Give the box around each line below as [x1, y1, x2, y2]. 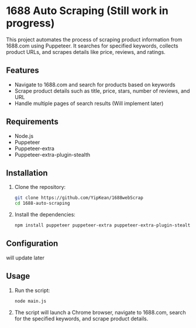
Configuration [6, 239, 59, 249]
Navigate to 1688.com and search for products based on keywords [14, 81, 176, 88]
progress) [6, 16, 55, 30]
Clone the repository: [14, 184, 66, 191]
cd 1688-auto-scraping [14, 201, 70, 207]
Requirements [6, 117, 59, 127]
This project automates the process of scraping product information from [6, 36, 183, 43]
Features [6, 66, 39, 76]
